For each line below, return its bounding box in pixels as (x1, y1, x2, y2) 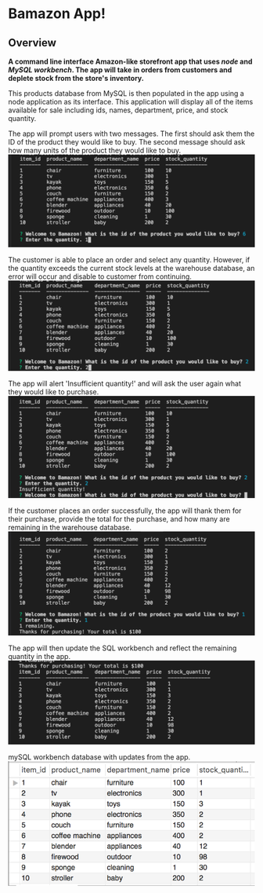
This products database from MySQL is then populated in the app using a (8, 89, 244, 98)
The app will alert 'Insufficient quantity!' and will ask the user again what (8, 379, 241, 389)
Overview (8, 36, 57, 49)
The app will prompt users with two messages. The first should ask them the (8, 129, 255, 138)
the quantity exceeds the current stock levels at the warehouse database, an (8, 264, 255, 273)
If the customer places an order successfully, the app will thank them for (8, 506, 242, 515)
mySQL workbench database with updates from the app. (8, 752, 191, 762)
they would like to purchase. (8, 387, 99, 397)
